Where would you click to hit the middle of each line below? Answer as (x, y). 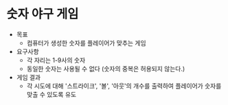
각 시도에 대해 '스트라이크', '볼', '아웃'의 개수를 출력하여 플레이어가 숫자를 (124, 86)
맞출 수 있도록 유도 (52, 94)
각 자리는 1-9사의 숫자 (56, 60)
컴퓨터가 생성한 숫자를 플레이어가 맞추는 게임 (86, 43)
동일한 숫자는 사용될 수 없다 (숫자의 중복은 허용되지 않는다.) (106, 69)
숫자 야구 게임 (43, 14)
